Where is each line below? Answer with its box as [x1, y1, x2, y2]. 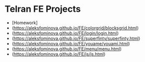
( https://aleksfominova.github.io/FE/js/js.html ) [11, 51, 106, 57]
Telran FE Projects [4, 3, 81, 15]
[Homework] [11, 20, 38, 26]
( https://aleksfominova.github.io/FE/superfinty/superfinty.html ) [11, 35, 141, 41]
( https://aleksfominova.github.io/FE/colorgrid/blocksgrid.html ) [11, 25, 139, 31]
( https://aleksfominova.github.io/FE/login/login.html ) [11, 30, 119, 36]
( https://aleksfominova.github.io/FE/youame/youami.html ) [11, 40, 130, 46]
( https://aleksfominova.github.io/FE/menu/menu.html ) [11, 46, 122, 52]
